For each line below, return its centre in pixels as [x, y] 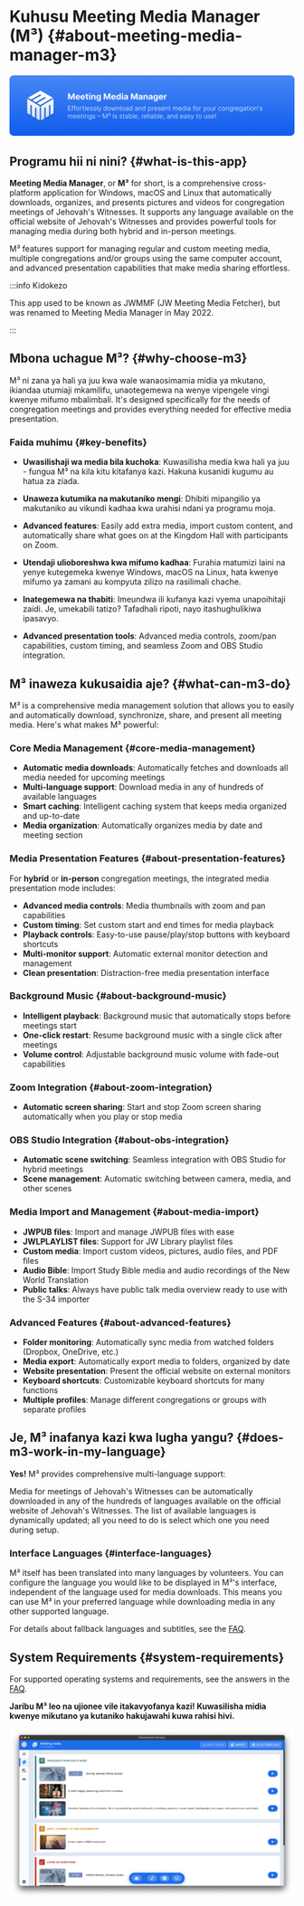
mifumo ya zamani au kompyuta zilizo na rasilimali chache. [132, 582]
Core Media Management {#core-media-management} [133, 748]
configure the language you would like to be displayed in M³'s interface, [143, 1583]
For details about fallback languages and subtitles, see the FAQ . [128, 1629]
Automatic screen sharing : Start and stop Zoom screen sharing [142, 1107]
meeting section [52, 835]
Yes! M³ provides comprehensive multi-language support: [118, 1474]
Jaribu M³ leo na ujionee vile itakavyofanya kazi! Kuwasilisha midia [138, 1706]
